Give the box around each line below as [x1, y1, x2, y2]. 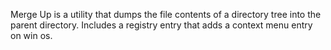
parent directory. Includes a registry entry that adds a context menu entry [10, 19, 313, 31]
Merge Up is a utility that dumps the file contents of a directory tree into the [10, 9, 322, 20]
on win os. [10, 30, 53, 41]
